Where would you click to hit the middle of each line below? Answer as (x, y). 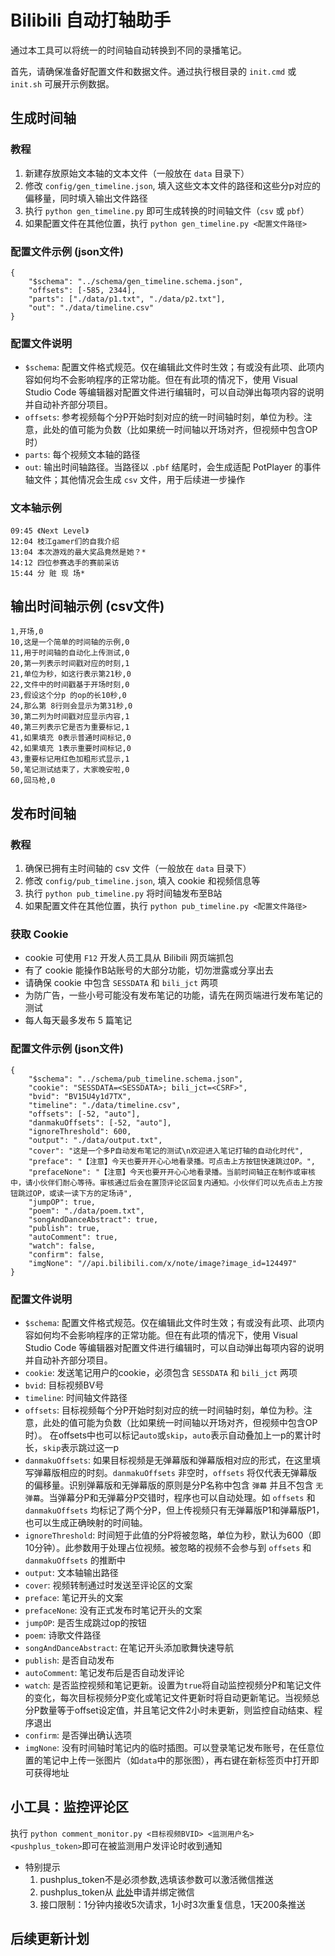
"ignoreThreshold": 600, (80, 1131)
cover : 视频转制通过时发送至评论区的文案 (108, 1585)
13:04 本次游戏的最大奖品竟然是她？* (78, 552)
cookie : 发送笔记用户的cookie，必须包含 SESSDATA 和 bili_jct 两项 (161, 1372)
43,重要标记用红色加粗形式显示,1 (70, 759)
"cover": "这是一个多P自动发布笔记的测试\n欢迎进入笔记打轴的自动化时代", (166, 1151)
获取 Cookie (39, 934)
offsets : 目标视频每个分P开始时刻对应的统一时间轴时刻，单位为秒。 (164, 1410)
